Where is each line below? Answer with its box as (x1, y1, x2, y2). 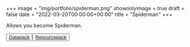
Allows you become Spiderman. (6, 22, 83, 29)
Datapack (9, 34, 30, 40)
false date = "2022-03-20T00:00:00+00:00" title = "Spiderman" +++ (6, 11, 173, 18)
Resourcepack (35, 34, 67, 40)
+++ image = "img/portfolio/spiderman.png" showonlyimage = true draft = (6, 5, 185, 11)
